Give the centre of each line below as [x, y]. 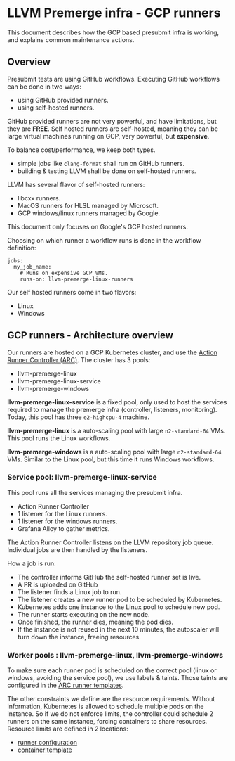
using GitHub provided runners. [63, 100]
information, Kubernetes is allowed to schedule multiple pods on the [106, 706]
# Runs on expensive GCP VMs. [64, 273]
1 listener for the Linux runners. [62, 513]
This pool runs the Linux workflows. [59, 438]
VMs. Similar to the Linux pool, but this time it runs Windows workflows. [111, 459]
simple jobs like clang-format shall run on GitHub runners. [101, 163]
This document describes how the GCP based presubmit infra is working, [113, 32]
